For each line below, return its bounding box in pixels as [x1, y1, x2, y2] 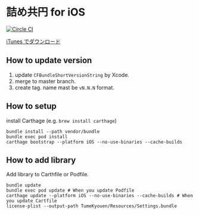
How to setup [6, 101, 57, 111]
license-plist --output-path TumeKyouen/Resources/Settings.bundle [6, 203, 178, 209]
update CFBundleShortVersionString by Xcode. [14, 71, 130, 78]
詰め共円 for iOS [6, 5, 85, 19]
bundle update [6, 182, 42, 188]
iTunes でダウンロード [6, 38, 61, 45]
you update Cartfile [6, 198, 58, 204]
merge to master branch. [14, 77, 76, 85]
